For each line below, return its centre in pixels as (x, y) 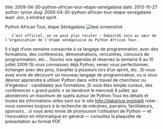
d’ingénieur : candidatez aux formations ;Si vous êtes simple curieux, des (79, 85)
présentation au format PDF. (34, 121)
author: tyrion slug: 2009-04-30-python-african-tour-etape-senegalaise (78, 12)
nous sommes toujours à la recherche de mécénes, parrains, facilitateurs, (79, 106)
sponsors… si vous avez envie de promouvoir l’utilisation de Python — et (78, 111)
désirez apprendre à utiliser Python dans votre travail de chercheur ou (76, 80)
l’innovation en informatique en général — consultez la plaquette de (73, 116)
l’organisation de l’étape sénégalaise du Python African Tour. (72, 40)
